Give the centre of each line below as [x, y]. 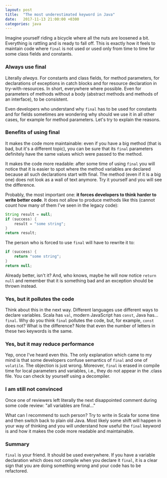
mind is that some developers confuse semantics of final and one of [76, 360]
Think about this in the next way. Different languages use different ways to [82, 310]
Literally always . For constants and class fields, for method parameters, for [82, 78]
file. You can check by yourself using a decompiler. [58, 376]
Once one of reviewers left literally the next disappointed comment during [81, 400]
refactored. [17, 470]
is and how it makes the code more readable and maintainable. [70, 431]
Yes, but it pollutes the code [40, 299]
